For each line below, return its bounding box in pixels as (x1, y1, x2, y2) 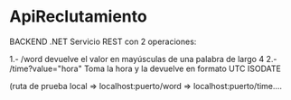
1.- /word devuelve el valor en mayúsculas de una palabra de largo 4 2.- (9, 53, 277, 64)
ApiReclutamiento (9, 6, 147, 27)
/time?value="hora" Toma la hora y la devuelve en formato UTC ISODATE (9, 63, 282, 74)
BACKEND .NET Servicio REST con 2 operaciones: (9, 36, 197, 47)
